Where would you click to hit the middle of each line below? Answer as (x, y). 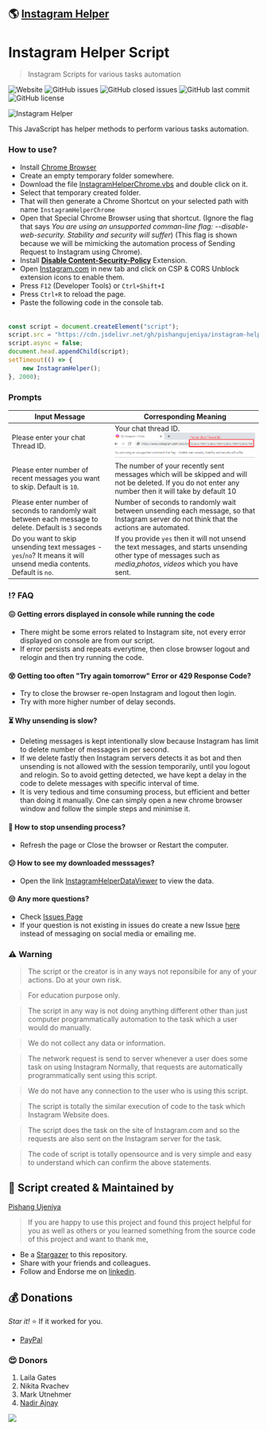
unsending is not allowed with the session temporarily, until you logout (135, 767)
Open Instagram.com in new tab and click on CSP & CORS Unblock (130, 268)
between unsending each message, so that (185, 511)
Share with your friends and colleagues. (85, 1263)
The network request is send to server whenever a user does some (137, 1059)
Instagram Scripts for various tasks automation (104, 74)
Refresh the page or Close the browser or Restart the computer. (124, 845)
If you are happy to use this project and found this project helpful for (139, 1222)
